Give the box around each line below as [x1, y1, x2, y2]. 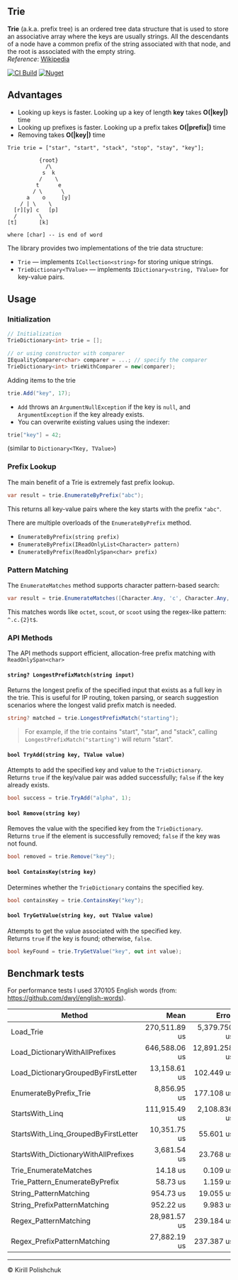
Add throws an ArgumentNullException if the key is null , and [17, 403, 191, 411]
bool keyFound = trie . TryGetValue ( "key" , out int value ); [7, 948, 182, 955]
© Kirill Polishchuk [7, 1266, 62, 1274]
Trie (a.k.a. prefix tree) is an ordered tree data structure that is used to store [7, 24, 229, 33]
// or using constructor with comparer [7, 350, 125, 357]
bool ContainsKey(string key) [7, 868, 97, 875]
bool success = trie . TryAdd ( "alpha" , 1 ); [7, 794, 132, 802]
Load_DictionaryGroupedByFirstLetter [11, 1068, 137, 1078]
